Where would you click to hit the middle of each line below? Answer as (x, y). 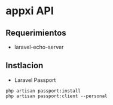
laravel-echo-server (39, 47)
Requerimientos (36, 33)
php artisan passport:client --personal (57, 96)
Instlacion (25, 66)
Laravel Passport (35, 80)
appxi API (30, 11)
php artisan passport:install (43, 91)
